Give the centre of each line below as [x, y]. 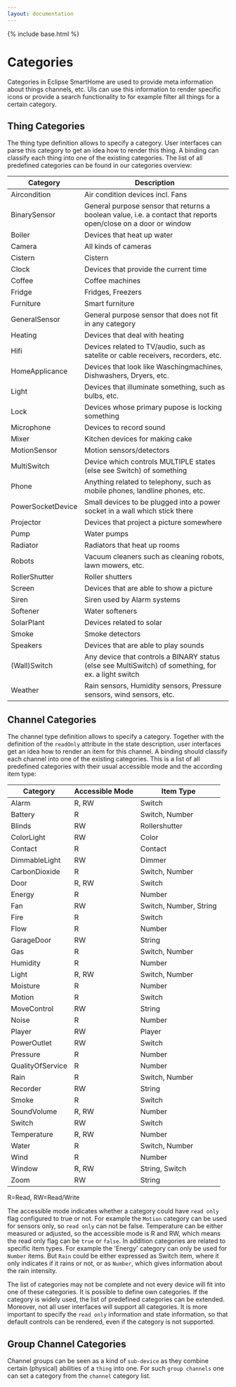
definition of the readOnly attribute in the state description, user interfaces [114, 744]
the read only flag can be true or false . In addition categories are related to [117, 1241]
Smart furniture [109, 304]
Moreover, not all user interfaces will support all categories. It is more [107, 1307]
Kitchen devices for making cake [138, 439]
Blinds [21, 826]
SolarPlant [28, 623]
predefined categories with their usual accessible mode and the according [115, 766]
